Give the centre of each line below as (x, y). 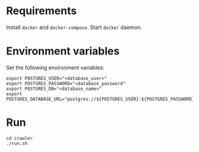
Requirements (41, 11)
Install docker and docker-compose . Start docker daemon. (74, 27)
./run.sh (17, 143)
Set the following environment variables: (55, 67)
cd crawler (20, 138)
